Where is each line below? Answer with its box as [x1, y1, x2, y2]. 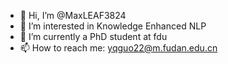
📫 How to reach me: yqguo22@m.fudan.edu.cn [19, 42, 218, 54]
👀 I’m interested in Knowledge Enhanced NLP [19, 20, 207, 32]
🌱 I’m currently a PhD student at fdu [19, 31, 168, 42]
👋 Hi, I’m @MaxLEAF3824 [19, 10, 127, 21]
